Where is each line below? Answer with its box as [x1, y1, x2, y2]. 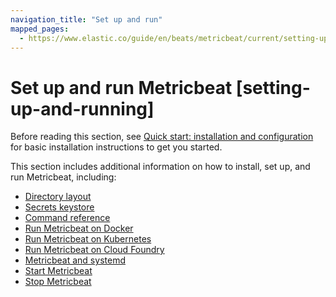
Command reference [24, 212, 111, 224]
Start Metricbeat [24, 265, 93, 277]
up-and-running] [10, 97, 155, 120]
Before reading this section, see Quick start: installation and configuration [10, 131, 314, 143]
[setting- [235, 76, 311, 99]
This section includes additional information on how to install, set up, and [10, 161, 311, 173]
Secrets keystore [24, 201, 95, 213]
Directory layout [24, 191, 92, 203]
